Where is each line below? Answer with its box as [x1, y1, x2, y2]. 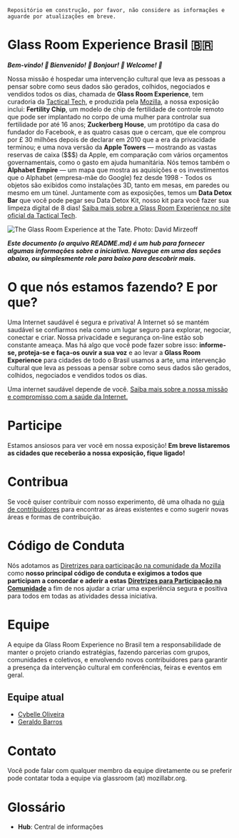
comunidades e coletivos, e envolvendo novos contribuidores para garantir [7, 655, 228, 664]
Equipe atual [7, 692, 64, 704]
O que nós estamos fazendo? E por [7, 279, 218, 296]
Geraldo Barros [17, 718, 63, 727]
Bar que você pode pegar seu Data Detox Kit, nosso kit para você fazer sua [7, 196, 230, 204]
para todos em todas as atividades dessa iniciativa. [7, 592, 158, 600]
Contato [7, 743, 57, 759]
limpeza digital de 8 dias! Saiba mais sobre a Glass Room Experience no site [7, 204, 231, 212]
